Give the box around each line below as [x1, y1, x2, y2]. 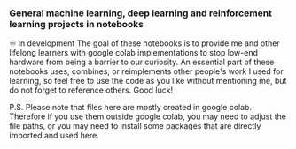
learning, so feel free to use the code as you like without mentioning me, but [9, 76, 287, 86]
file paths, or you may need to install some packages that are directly [9, 121, 261, 131]
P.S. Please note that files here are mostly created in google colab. [9, 102, 253, 113]
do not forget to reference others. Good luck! [9, 85, 174, 95]
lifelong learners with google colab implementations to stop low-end [9, 48, 259, 58]
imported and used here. [9, 130, 99, 141]
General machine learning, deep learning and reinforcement [9, 7, 273, 19]
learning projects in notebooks [9, 18, 144, 30]
